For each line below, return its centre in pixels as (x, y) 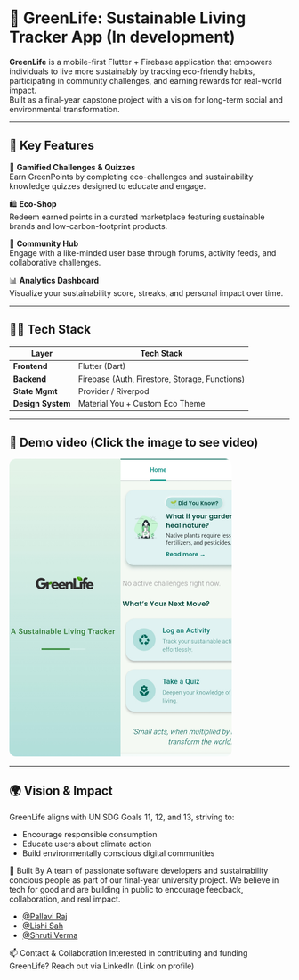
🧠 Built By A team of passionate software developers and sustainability (139, 870)
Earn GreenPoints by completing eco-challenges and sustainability (131, 177)
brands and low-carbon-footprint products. (89, 226)
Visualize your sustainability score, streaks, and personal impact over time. (146, 292)
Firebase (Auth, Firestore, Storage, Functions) (162, 379)
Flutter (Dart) (102, 366)
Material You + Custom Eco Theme (141, 404)
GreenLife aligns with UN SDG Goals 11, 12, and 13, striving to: (122, 817)
